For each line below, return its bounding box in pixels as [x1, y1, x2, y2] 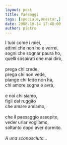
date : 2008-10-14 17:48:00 [5, 21, 61, 26]
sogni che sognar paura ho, [5, 50, 62, 56]
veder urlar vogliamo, [5, 119, 49, 125]
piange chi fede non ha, [5, 77, 54, 83]
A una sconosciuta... [5, 135, 48, 141]
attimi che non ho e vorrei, [5, 45, 59, 51]
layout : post [5, 7, 32, 12]
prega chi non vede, [5, 71, 46, 77]
